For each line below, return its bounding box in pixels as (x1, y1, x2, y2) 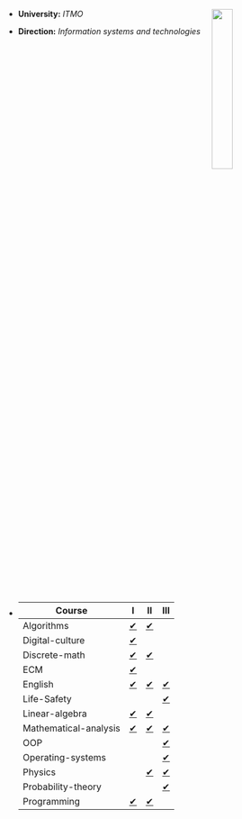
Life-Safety (22, 693, 72, 705)
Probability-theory (22, 780, 102, 793)
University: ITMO (17, 9, 84, 19)
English (22, 678, 54, 690)
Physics (22, 766, 57, 778)
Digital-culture (22, 634, 85, 646)
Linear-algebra (22, 707, 87, 720)
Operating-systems (22, 751, 106, 763)
